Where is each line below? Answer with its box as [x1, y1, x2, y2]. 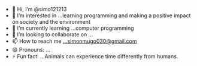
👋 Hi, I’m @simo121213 [11, 6, 67, 12]
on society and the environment [11, 18, 91, 25]
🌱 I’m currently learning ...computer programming [11, 24, 134, 32]
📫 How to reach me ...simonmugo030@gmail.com [11, 37, 137, 45]
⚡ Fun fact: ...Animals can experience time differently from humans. [11, 53, 178, 59]
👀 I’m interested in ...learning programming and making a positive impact [11, 12, 191, 19]
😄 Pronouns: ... [11, 46, 51, 53]
